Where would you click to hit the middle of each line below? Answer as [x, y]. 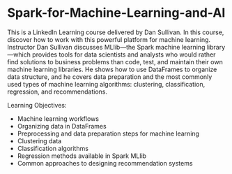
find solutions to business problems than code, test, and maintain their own [115, 61]
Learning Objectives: [37, 105]
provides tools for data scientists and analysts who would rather [124, 55]
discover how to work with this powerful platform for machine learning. [109, 39]
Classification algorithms [53, 148]
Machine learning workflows [58, 118]
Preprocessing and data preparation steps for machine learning [108, 133]
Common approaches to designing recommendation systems [105, 163]
